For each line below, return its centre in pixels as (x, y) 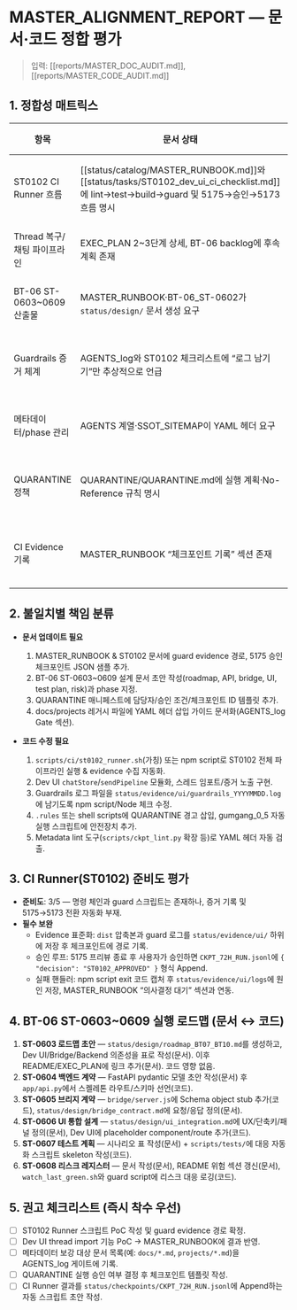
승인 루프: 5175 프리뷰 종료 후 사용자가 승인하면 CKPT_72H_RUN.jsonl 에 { (160, 957)
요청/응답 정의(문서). (207, 1111)
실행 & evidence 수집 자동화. (116, 771)
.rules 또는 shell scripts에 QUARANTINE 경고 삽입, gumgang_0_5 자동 (160, 815)
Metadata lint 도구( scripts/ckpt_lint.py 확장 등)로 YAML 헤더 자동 (154, 837)
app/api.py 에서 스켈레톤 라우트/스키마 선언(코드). (107, 1089)
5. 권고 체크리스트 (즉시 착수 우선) (95, 1208)
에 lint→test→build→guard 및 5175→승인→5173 (180, 194)
